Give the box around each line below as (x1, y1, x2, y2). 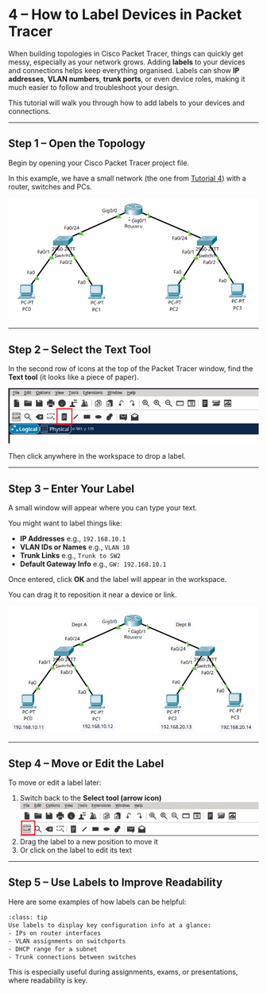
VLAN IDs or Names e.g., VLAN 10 (19, 542, 130, 552)
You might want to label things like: (8, 518, 123, 528)
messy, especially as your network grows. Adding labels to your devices (8, 57, 246, 67)
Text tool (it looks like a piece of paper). (8, 372, 139, 382)
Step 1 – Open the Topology (8, 137, 145, 150)
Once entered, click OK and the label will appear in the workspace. (8, 574, 227, 584)
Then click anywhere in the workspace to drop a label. (8, 452, 186, 461)
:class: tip (8, 913, 48, 921)
